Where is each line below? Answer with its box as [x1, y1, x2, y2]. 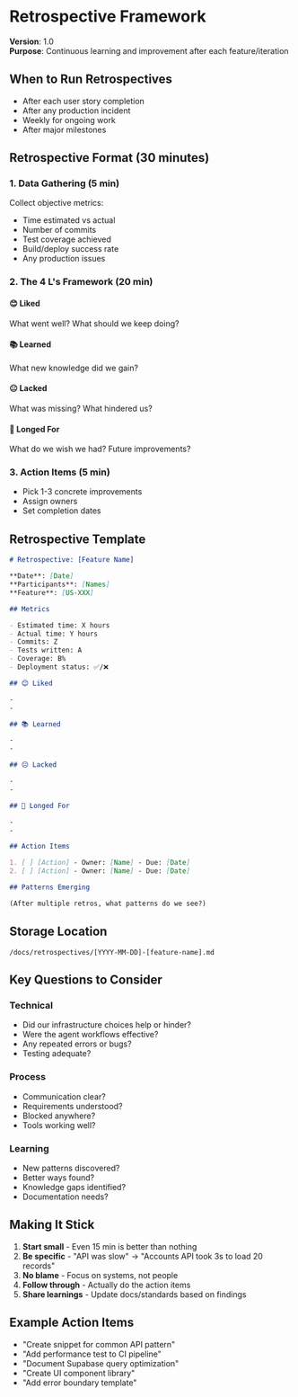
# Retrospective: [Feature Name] [9, 556, 135, 565]
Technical [9, 999, 54, 1011]
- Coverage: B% [9, 654, 66, 663]
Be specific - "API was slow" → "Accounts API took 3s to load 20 [22, 1250, 263, 1261]
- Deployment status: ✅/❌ [9, 663, 110, 672]
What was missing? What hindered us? [9, 403, 153, 414]
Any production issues [22, 254, 106, 264]
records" [22, 1260, 56, 1271]
